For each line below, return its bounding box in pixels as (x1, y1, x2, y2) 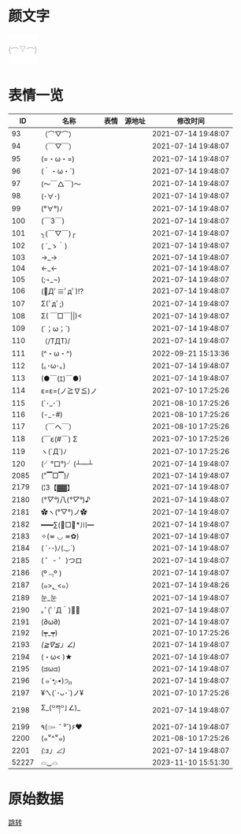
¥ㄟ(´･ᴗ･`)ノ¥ (40, 688, 84, 698)
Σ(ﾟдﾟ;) (40, 299, 65, 308)
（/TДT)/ (40, 336, 71, 345)
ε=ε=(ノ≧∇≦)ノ (40, 385, 98, 395)
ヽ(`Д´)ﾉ (40, 447, 67, 456)
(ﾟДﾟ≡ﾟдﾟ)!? (40, 286, 84, 296)
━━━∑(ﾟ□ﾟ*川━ (40, 519, 95, 529)
